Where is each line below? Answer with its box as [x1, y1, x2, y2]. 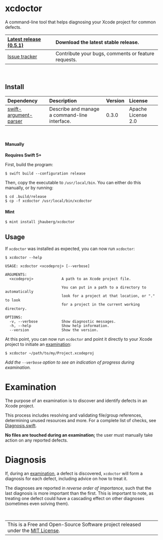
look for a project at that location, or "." [61, 293, 155, 298]
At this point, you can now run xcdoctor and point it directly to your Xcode [5, 336, 153, 342]
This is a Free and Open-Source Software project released [7, 521, 141, 528]
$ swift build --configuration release [5, 171, 86, 176]
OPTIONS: [5, 315, 23, 320]
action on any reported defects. [5, 437, 68, 443]
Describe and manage [49, 105, 99, 112]
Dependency [7, 97, 38, 104]
